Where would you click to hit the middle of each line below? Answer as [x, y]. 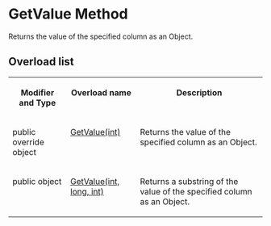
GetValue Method [69, 14]
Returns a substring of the [189, 181]
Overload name [101, 92]
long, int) [87, 191]
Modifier [38, 92]
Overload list [41, 62]
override [28, 142]
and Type [38, 103]
